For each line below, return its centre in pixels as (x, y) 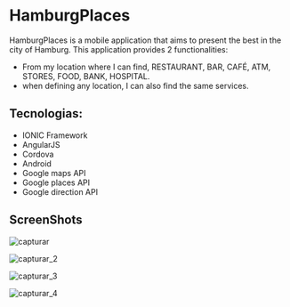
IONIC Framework (55, 135)
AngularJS (41, 144)
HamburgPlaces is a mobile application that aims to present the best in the (145, 40)
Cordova (38, 154)
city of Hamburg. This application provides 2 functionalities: (119, 49)
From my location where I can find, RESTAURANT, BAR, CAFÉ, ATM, (146, 67)
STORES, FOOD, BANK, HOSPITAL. (86, 76)
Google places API (56, 182)
